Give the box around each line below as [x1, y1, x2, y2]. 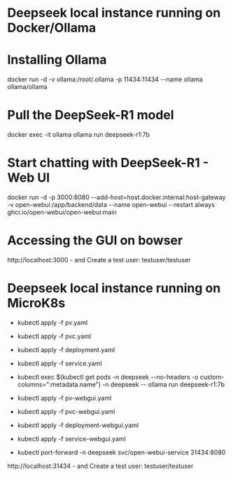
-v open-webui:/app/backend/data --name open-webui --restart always [7, 201, 216, 208]
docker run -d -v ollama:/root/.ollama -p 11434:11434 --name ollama [7, 75, 203, 83]
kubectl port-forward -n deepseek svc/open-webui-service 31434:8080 [17, 448, 226, 457]
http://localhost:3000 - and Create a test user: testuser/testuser [7, 255, 191, 264]
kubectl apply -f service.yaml [17, 359, 103, 368]
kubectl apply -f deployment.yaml [17, 345, 115, 354]
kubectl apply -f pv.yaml [17, 318, 88, 327]
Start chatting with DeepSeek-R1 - [7, 155, 209, 171]
